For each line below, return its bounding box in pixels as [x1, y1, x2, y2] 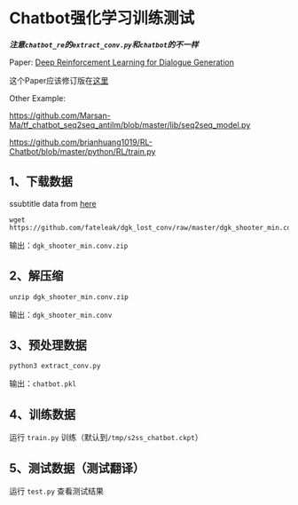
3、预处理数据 [9, 337, 87, 352]
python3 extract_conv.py [9, 361, 101, 371]
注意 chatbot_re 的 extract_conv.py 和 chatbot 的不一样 [9, 39, 200, 50]
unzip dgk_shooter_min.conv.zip [9, 292, 129, 302]
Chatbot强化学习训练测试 [9, 8, 195, 28]
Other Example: [9, 92, 67, 103]
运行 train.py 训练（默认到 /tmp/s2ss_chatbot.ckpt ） [9, 432, 203, 443]
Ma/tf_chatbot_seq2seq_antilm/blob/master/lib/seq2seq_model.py [9, 119, 251, 130]
